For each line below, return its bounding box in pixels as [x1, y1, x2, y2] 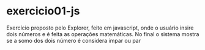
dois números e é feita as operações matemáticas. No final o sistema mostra [6, 30, 199, 37]
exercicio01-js [6, 4, 80, 18]
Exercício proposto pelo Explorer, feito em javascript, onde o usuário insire [6, 24, 194, 31]
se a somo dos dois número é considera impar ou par [6, 37, 141, 44]
